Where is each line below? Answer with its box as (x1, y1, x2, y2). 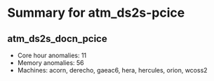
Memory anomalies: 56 (17, 59, 84, 67)
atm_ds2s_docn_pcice (7, 33, 107, 45)
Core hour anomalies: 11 (17, 51, 87, 59)
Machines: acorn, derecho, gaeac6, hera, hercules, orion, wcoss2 (17, 66, 208, 74)
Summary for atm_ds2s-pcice (7, 5, 185, 21)
